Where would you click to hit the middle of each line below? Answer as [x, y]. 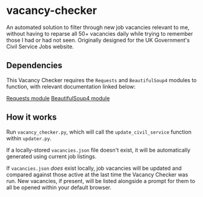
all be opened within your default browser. [59, 187]
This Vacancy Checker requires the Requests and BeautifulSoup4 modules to [101, 80]
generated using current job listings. [52, 156]
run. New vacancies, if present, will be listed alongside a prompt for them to [101, 181]
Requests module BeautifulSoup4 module [58, 98]
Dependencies [34, 66]
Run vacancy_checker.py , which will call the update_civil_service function [99, 132]
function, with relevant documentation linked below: [71, 86]
